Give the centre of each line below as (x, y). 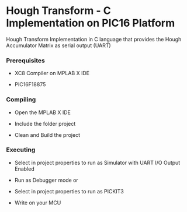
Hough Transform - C (58, 11)
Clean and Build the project (47, 135)
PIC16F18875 (30, 84)
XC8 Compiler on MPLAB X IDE (52, 73)
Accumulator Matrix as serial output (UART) (58, 45)
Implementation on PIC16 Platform (91, 23)
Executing (21, 150)
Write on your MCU (38, 203)
